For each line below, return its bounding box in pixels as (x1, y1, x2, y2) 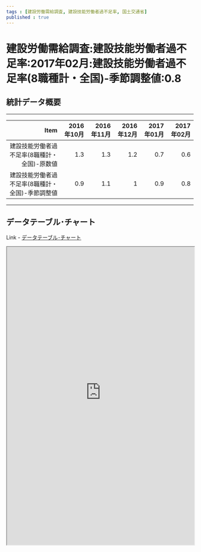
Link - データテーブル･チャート (6, 234, 81, 241)
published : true (6, 14, 49, 20)
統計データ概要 (6, 97, 61, 107)
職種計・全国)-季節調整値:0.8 (37, 72, 181, 85)
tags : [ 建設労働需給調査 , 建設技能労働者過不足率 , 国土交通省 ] (6, 8, 147, 15)
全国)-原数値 (21, 159, 58, 168)
